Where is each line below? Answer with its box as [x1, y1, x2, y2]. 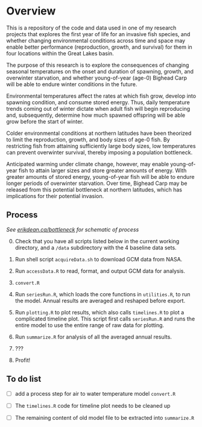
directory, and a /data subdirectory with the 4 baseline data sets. [14, 244, 177, 251]
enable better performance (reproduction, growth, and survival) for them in [6, 43, 193, 51]
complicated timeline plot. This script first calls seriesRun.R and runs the [14, 315, 195, 322]
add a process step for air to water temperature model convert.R [14, 390, 176, 397]
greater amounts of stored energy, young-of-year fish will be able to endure [6, 173, 195, 180]
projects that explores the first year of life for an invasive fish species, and [6, 30, 191, 37]
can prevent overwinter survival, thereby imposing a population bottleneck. [6, 149, 193, 156]
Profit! [14, 357, 31, 364]
